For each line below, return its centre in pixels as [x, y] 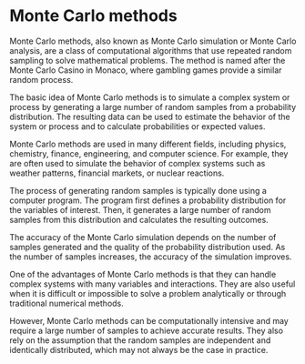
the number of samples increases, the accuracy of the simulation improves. [151, 257]
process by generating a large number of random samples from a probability [153, 106]
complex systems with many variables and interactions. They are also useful [152, 284]
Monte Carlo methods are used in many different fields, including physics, [148, 144]
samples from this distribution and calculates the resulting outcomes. [139, 219]
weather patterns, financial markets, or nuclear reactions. [117, 173]
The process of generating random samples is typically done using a [138, 190]
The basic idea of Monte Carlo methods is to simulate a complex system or [150, 97]
